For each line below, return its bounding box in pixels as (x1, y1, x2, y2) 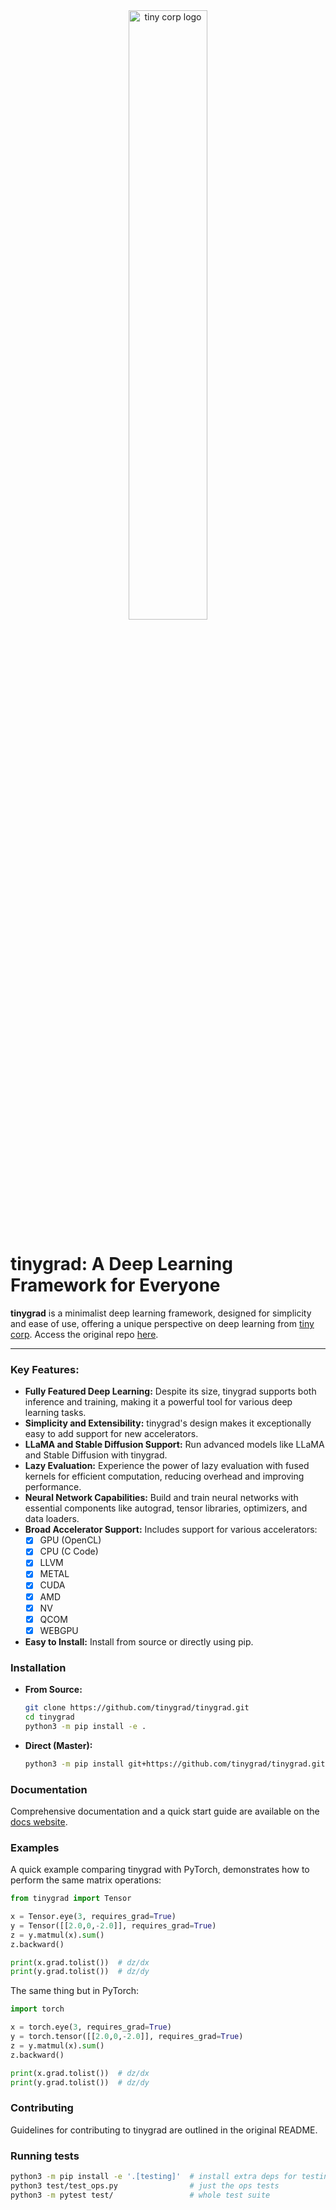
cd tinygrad (24, 1712, 75, 1722)
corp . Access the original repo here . (10, 1328, 159, 1340)
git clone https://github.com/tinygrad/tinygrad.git (24, 1703, 250, 1713)
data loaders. (24, 1513, 80, 1525)
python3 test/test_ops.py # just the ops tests (10, 2180, 280, 2191)
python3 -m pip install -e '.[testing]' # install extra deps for (10, 2172, 298, 2182)
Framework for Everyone (10, 1274, 221, 1297)
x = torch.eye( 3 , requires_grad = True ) (10, 2022, 172, 2033)
